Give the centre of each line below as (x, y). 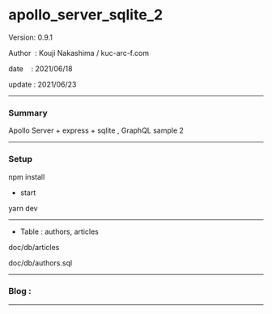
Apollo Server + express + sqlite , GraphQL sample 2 (96, 130)
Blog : (20, 291)
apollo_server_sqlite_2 (86, 15)
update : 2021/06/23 (42, 84)
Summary (28, 112)
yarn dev (23, 208)
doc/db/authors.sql (40, 263)
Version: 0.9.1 (31, 37)
